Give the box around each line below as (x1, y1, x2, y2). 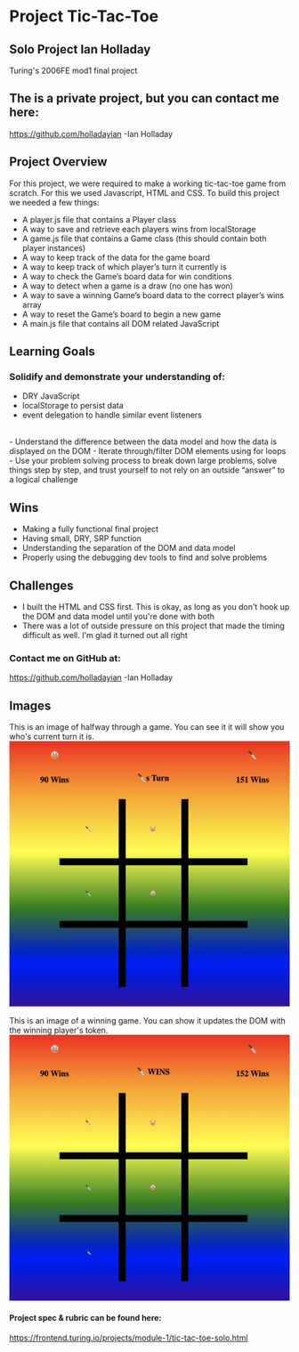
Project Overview (9, 154, 108, 170)
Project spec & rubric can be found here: (9, 1313, 162, 1324)
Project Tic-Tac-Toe (9, 6, 159, 27)
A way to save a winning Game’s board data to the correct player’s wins (21, 289, 285, 300)
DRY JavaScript (21, 391, 80, 401)
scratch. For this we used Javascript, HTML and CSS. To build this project (9, 187, 280, 198)
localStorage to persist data (21, 401, 125, 411)
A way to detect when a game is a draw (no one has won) (21, 280, 234, 291)
